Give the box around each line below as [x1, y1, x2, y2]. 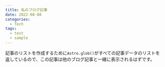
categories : [5, 17, 30, 22]
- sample [10, 36, 28, 41]
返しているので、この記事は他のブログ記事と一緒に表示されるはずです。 [5, 56, 155, 62]
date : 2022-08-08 [5, 12, 42, 17]
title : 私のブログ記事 [5, 7, 48, 13]
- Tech [10, 21, 24, 27]
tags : [5, 26, 17, 31]
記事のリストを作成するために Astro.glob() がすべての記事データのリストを [5, 50, 160, 56]
